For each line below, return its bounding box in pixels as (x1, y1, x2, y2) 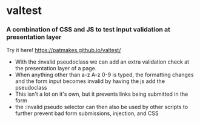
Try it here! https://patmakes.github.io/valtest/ (6, 47, 121, 54)
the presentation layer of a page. (15, 65, 97, 72)
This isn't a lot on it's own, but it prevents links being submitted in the (15, 90, 188, 98)
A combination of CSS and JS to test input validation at (6, 25, 171, 34)
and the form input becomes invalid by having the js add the (15, 78, 165, 85)
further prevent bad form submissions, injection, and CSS (15, 110, 159, 117)
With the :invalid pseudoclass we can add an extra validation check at (15, 58, 190, 65)
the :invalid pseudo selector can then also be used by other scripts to (15, 104, 188, 111)
